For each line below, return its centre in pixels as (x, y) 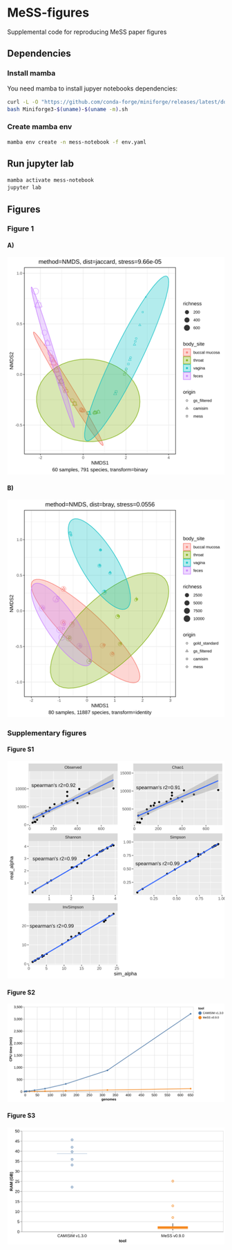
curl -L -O (23, 102)
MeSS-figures (48, 13)
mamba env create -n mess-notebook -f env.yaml (77, 142)
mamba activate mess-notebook (51, 180)
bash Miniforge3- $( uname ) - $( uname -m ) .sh (68, 109)
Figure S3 (21, 1116)
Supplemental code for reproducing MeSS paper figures (87, 32)
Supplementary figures (47, 732)
